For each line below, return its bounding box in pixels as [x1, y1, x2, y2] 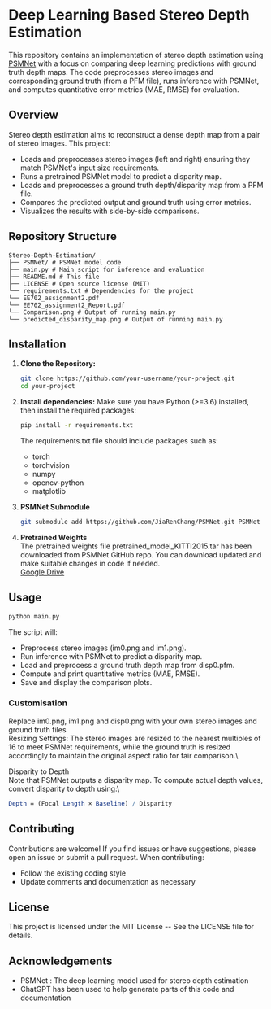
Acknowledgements [8, 954, 113, 968]
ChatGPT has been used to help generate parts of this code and [19, 985, 234, 994]
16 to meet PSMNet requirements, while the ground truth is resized [8, 742, 231, 752]
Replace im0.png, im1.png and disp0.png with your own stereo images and [8, 716, 257, 726]
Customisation [8, 697, 67, 709]
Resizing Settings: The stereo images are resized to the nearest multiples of [8, 733, 261, 743]
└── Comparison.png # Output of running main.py [8, 308, 176, 317]
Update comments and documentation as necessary [19, 876, 196, 886]
